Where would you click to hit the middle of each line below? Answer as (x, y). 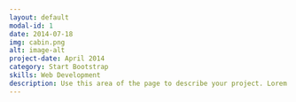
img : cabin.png (37, 42)
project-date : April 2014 (57, 59)
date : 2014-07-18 (41, 34)
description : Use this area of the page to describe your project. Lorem (148, 83)
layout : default (39, 17)
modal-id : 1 (31, 26)
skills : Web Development (55, 75)
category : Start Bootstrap (59, 67)
